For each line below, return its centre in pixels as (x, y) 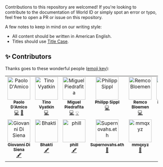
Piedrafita (74, 107)
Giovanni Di (19, 145)
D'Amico (19, 107)
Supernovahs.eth (107, 145)
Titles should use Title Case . (40, 41)
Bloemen (140, 107)
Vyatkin (46, 107)
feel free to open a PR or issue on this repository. (54, 17)
